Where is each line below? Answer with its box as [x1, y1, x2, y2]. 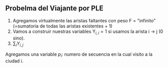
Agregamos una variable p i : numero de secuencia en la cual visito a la [5, 51, 153, 59]
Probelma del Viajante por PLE [5, 4, 104, 13]
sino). [12, 35, 25, 41]
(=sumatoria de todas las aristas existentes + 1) [12, 23, 113, 29]
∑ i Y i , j [12, 40, 24, 48]
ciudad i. [5, 58, 24, 64]
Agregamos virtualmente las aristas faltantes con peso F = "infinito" [12, 17, 156, 23]
